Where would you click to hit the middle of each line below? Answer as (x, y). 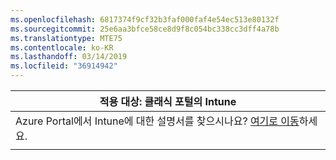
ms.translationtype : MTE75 (66, 38)
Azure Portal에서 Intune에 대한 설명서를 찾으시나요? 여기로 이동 (157, 121)
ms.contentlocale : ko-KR (62, 47)
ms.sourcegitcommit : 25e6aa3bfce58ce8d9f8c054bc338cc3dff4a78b (145, 29)
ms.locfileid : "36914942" (64, 66)
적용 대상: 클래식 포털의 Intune (168, 101)
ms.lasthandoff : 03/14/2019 (69, 57)
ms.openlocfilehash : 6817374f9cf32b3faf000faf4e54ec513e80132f (145, 19)
